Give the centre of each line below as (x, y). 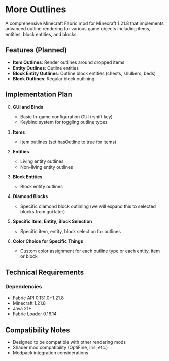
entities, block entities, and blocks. (41, 34)
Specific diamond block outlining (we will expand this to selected (88, 206)
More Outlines (36, 9)
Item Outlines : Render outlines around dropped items (69, 62)
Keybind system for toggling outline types (64, 122)
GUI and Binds (28, 107)
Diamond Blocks (30, 196)
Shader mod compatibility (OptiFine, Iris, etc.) (60, 348)
